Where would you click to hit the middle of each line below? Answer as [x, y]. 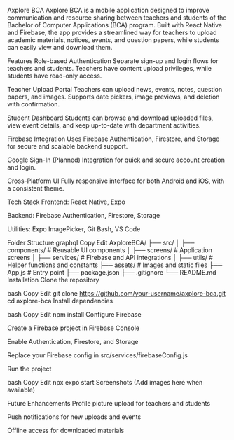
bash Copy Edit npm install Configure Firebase [74, 314]
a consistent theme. [36, 188]
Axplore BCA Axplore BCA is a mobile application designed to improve [108, 10]
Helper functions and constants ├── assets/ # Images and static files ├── [115, 265]
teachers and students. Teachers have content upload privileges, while [110, 68]
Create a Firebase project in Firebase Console [74, 328]
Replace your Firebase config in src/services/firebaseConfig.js [97, 355]
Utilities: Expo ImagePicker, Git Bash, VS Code [74, 229]
